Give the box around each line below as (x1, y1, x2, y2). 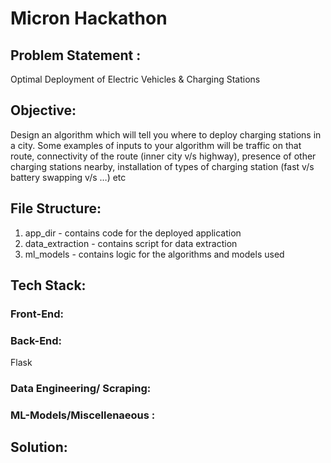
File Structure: (10, 200, 102, 217)
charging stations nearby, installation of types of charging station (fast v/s (10, 160, 315, 172)
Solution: (10, 439, 68, 456)
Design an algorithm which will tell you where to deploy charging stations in (10, 128, 322, 141)
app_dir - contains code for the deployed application (24, 227, 242, 239)
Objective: (10, 102, 77, 119)
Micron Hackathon (10, 7, 168, 30)
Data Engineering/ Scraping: (10, 382, 152, 396)
